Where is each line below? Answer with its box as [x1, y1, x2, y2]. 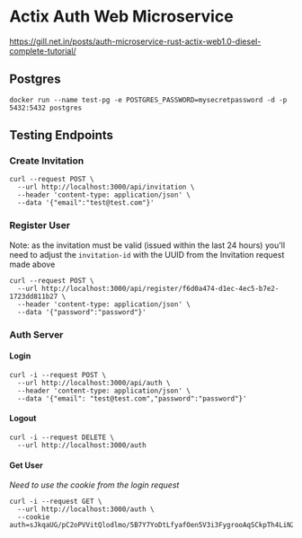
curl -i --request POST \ [9, 370, 106, 379]
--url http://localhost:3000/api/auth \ [17, 378, 171, 387]
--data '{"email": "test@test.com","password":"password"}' [17, 393, 247, 403]
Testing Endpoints [9, 128, 114, 143]
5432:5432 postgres [9, 103, 83, 112]
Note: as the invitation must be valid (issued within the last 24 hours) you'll [9, 240, 286, 251]
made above [9, 259, 56, 269]
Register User [9, 219, 70, 232]
